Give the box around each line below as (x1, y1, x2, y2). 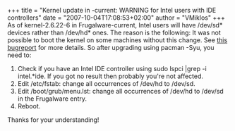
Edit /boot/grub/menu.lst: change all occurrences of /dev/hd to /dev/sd (17, 87, 224, 95)
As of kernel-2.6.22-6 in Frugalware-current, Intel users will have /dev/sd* (7, 21, 223, 29)
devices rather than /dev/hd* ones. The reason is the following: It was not (7, 28, 221, 37)
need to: (7, 51, 32, 59)
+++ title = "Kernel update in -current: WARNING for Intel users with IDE (7, 6, 217, 14)
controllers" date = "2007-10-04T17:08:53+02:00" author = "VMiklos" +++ (7, 13, 226, 22)
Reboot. (17, 102, 41, 110)
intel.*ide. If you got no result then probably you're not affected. (17, 72, 203, 80)
